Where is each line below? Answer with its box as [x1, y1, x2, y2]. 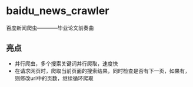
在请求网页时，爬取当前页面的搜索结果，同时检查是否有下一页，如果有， [14, 67, 190, 74]
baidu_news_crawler [6, 4, 109, 18]
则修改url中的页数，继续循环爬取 [14, 75, 94, 82]
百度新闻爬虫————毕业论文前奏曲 [6, 24, 94, 31]
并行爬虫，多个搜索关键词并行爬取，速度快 [14, 60, 118, 67]
